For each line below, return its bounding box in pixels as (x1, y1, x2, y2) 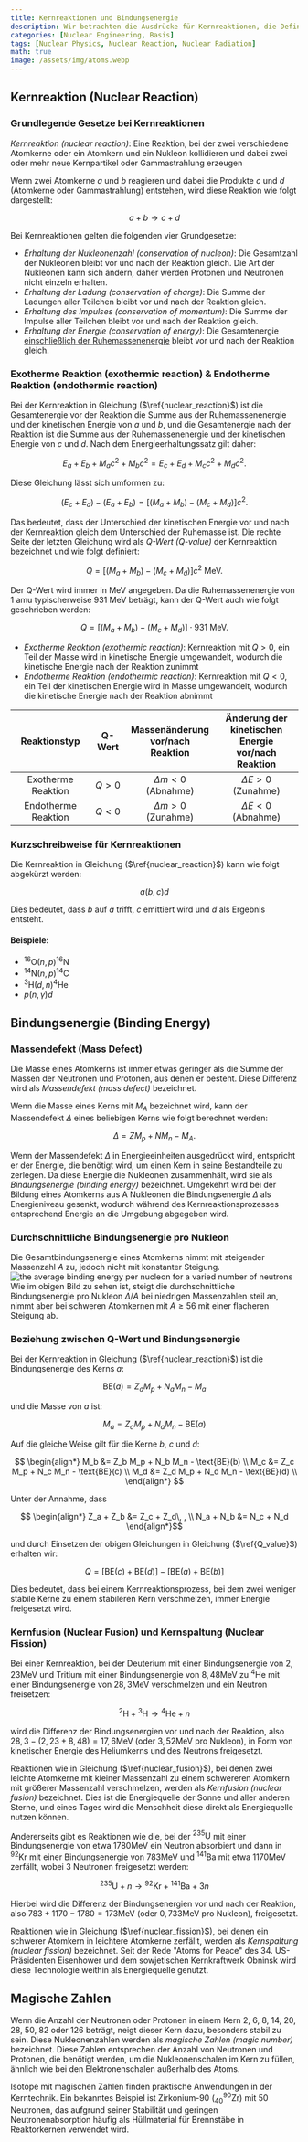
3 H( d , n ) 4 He (23, 977, 69, 990)
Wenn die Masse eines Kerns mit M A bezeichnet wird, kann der (10, 1100, 248, 1114)
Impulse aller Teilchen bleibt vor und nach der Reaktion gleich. (23, 315, 259, 326)
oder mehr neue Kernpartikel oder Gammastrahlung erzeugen (10, 157, 243, 168)
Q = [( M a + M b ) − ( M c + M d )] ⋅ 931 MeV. (80, 622, 229, 635)
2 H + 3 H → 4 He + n (118, 1706, 191, 1719)
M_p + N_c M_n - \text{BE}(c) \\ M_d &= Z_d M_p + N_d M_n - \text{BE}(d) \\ (11, 1466, 298, 1477)
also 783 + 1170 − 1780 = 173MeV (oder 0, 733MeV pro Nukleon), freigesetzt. (10, 1907, 299, 1919)
